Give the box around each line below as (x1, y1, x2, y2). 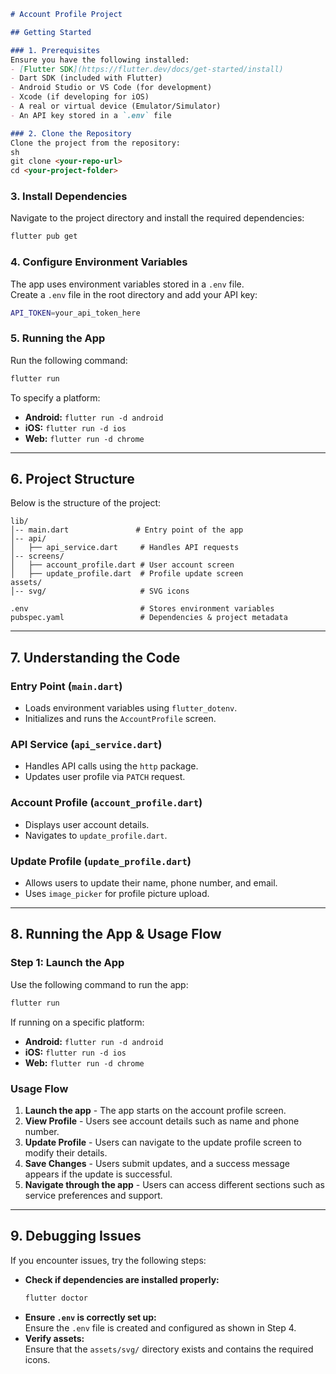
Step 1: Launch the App (10, 956, 125, 970)
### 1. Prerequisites (10, 45, 101, 55)
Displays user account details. (24, 818, 150, 830)
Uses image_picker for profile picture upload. (24, 888, 210, 900)
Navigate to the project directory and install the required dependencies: (10, 212, 305, 224)
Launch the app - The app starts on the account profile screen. (24, 1104, 287, 1116)
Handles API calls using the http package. (24, 760, 199, 772)
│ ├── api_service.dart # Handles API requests (10, 543, 240, 553)
